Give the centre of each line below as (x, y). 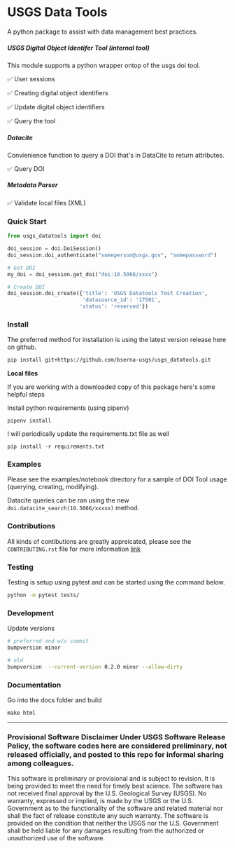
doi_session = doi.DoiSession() (54, 249)
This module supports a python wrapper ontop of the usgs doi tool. (104, 65)
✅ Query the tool (31, 121)
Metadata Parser (33, 185)
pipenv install (29, 421)
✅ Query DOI (26, 168)
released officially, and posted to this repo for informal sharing (115, 754)
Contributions (31, 526)
